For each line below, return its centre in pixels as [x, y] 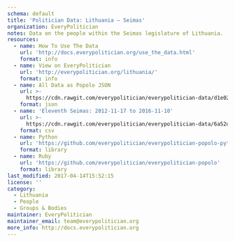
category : [22, 189]
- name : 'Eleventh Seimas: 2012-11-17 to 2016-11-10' [93, 111]
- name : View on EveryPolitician [62, 66]
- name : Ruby [33, 157]
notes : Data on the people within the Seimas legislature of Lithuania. [115, 33]
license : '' [24, 182]
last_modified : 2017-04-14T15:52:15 [60, 176]
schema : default [31, 14]
